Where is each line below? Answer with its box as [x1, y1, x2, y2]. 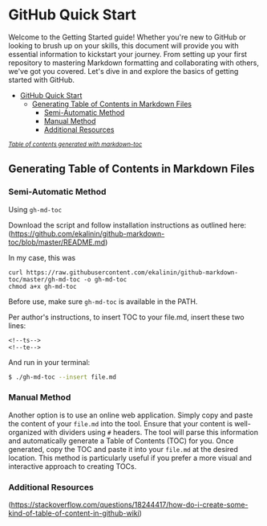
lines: [8, 320, 26, 331]
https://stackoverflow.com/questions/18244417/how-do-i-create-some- [10, 500, 249, 510]
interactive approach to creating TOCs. [8, 461, 137, 471]
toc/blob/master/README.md [8, 237, 106, 247]
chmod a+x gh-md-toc [8, 282, 78, 290]
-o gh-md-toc [83, 275, 127, 283]
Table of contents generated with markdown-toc [8, 140, 143, 148]
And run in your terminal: [8, 357, 91, 367]
